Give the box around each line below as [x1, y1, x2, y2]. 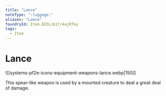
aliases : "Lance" [5, 17, 42, 22]
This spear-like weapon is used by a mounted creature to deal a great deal [5, 79, 161, 85]
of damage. [5, 85, 29, 91]
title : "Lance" [5, 7, 38, 13]
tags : [5, 26, 17, 31]
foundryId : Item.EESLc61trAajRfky [5, 21, 79, 27]
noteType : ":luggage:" [5, 12, 53, 17]
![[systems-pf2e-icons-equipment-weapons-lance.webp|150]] [5, 70, 136, 76]
